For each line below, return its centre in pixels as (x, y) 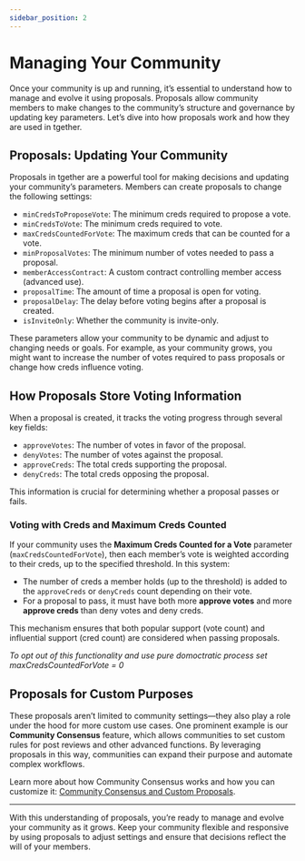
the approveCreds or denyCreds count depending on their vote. (137, 592)
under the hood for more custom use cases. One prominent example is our (149, 725)
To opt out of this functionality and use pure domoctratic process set (138, 655)
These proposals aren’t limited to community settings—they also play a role (150, 716)
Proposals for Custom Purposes (101, 694)
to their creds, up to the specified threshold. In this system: (119, 564)
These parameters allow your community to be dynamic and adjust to (139, 339)
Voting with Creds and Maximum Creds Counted (118, 525)
